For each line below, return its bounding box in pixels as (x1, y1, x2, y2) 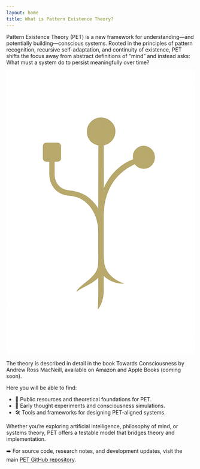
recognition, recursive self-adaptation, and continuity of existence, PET (6, 46, 182, 53)
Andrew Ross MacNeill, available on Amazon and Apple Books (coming (6, 366, 181, 374)
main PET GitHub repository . (6, 456, 77, 464)
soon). (6, 373, 22, 380)
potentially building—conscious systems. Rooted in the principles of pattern (6, 40, 193, 47)
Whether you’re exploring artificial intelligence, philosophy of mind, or (6, 423, 178, 430)
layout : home (6, 10, 39, 16)
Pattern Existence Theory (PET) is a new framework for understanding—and (6, 33, 195, 40)
